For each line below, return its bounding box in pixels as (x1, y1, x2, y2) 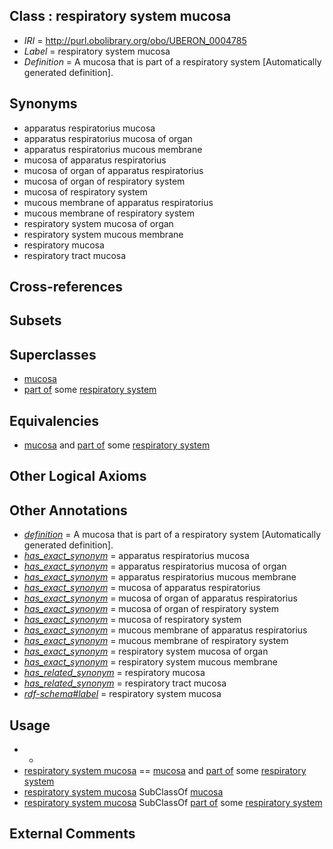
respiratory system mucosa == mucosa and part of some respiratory (23, 765, 307, 777)
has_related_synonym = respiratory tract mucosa (23, 677, 227, 689)
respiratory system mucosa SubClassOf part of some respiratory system (23, 797, 323, 809)
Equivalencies (9, 412, 99, 429)
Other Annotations (9, 502, 128, 519)
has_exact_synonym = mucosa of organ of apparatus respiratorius (23, 592, 298, 604)
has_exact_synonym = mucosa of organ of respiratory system (23, 603, 279, 615)
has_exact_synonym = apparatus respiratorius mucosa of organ (23, 560, 287, 573)
